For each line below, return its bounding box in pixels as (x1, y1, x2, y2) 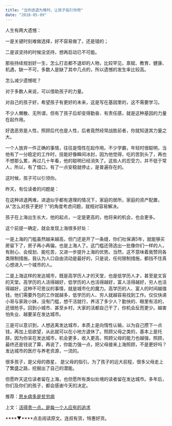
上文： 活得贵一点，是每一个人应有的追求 (5, 404, 91, 410)
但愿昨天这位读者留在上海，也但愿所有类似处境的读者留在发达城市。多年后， (5, 376, 167, 382)
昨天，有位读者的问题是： (5, 186, 59, 192)
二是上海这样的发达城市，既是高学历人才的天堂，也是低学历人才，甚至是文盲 (5, 272, 167, 279)
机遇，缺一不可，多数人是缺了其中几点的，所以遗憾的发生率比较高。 (5, 66, 149, 72)
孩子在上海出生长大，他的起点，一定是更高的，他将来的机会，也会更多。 (5, 214, 158, 220)
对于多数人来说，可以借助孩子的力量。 (5, 88, 86, 94)
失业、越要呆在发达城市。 (9, 311, 64, 317)
